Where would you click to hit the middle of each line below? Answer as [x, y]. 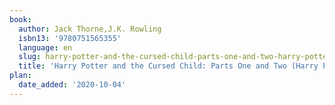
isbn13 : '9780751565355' [70, 38]
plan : [20, 76]
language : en [45, 47]
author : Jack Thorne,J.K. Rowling [90, 29]
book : [20, 19]
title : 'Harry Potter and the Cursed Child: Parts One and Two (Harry [168, 66]
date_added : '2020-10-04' [72, 85]
